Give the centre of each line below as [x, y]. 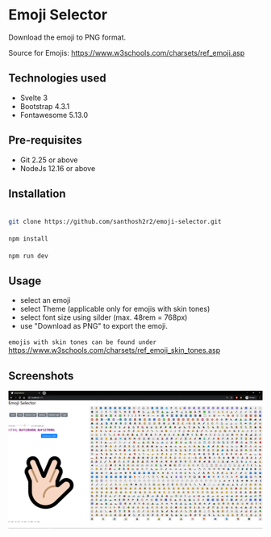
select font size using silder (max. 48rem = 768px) [104, 317]
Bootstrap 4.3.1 [45, 106]
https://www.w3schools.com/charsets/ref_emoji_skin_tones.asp [114, 350]
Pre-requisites [45, 140]
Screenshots [41, 376]
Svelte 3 [34, 98]
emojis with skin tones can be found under [83, 342]
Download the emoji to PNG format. [67, 37]
